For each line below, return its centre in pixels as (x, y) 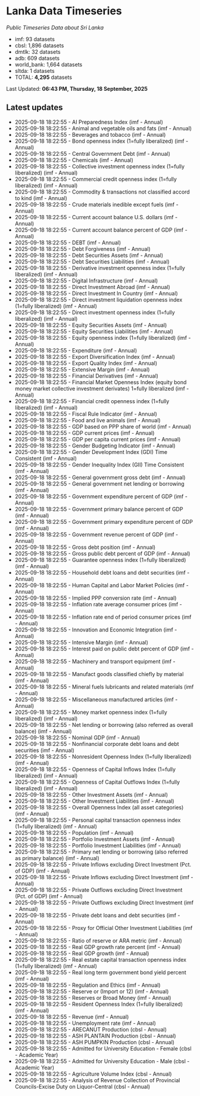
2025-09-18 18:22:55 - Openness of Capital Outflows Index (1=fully (97, 782)
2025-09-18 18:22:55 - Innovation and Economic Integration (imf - (96, 630)
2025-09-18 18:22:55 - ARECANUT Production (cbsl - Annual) (91, 1029)
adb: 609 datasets (37, 58)
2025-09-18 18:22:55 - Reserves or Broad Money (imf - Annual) (93, 997)
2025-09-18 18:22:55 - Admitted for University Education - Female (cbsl (103, 1048)
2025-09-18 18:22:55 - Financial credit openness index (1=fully (92, 401)
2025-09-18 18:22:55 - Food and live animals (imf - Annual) (87, 420)
